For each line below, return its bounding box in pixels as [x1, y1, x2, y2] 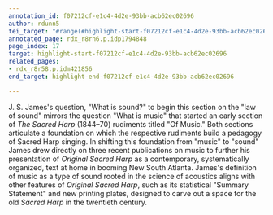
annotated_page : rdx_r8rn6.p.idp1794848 [8, 34, 148, 43]
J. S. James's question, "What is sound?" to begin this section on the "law [8, 102, 257, 112]
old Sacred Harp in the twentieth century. [8, 197, 148, 207]
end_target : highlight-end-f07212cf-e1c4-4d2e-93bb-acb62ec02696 [8, 72, 234, 81]
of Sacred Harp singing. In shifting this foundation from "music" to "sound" [8, 136, 259, 147]
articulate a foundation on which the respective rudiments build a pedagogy [8, 128, 262, 138]
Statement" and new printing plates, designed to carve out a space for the [8, 188, 257, 198]
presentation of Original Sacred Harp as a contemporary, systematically [8, 154, 249, 164]
